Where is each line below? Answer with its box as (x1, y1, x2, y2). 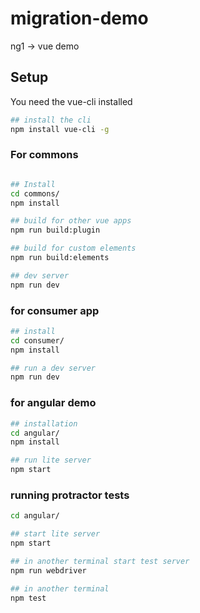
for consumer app (10, 303, 100, 317)
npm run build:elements (10, 253, 110, 263)
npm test (10, 593, 47, 603)
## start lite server (10, 529, 101, 539)
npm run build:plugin (10, 225, 101, 236)
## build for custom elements (10, 243, 137, 254)
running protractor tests (10, 488, 130, 502)
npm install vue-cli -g (10, 124, 110, 134)
